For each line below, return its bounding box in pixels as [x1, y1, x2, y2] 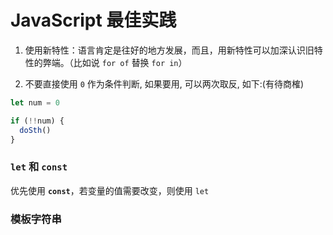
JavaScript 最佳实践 [10, 9, 177, 32]
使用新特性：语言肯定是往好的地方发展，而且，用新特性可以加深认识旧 [24, 44, 315, 56]
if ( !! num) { [10, 116, 65, 126]
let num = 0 [10, 97, 60, 108]
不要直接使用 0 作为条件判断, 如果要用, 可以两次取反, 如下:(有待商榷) [24, 77, 305, 90]
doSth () [19, 125, 52, 135]
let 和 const [10, 160, 68, 174]
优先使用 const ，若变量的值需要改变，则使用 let [10, 184, 210, 196]
